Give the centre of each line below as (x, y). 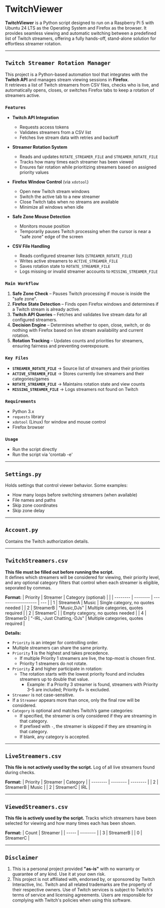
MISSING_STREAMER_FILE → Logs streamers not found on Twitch (75, 389)
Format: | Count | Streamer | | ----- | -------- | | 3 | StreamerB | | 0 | (74, 833)
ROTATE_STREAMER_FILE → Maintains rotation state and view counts (78, 384)
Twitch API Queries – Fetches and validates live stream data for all (80, 315)
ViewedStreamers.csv (37, 807)
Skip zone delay (28, 511)
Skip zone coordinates (35, 505)
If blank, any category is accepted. (55, 737)
